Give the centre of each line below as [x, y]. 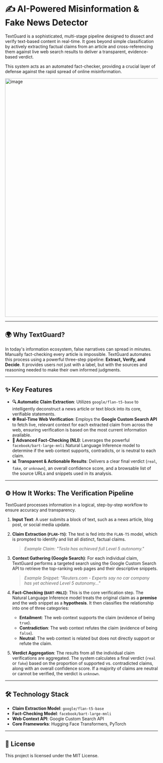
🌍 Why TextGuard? [35, 335]
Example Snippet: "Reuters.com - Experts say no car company [87, 578]
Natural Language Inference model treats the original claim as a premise [84, 598]
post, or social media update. [41, 525]
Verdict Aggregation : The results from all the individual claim [73, 653]
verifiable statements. [34, 414]
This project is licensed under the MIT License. [52, 755]
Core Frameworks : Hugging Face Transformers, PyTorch [69, 724]
